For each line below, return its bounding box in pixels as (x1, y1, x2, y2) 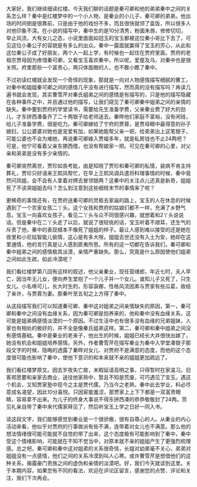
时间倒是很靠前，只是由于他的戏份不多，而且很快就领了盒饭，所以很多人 (16, 20, 191, 26)
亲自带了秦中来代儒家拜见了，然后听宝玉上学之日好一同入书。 (16, 403, 165, 410)
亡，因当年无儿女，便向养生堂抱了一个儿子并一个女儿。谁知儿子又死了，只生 (6, 276, 191, 282)
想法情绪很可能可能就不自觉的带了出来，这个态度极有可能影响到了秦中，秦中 (6, 431, 191, 437)
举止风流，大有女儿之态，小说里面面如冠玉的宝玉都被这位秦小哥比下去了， (6, 35, 186, 41)
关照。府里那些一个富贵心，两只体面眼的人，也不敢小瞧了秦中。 (6, 64, 160, 70)
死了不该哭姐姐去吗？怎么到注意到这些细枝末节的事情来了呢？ (6, 184, 155, 191)
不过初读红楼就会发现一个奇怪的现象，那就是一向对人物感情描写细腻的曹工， (6, 76, 191, 83)
